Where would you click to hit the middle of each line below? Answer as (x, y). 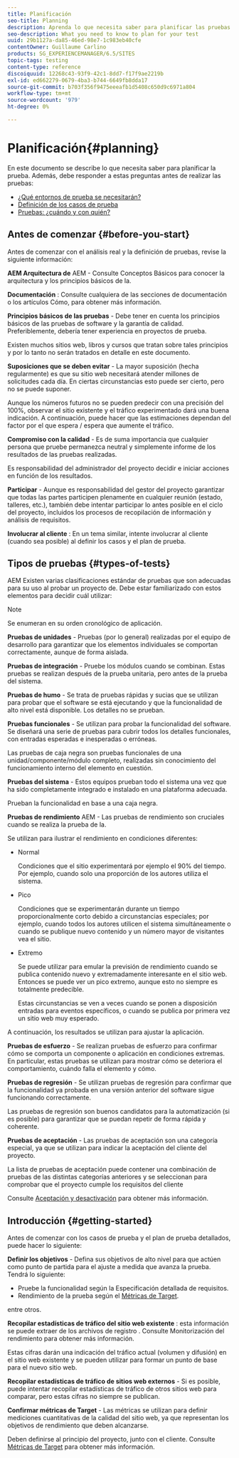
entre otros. (24, 1310)
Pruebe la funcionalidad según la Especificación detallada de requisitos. (123, 1288)
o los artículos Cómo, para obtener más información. (85, 302)
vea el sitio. (34, 939)
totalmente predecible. (51, 989)
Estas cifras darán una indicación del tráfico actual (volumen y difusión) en (117, 1353)
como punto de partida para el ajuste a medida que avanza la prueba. (109, 1267)
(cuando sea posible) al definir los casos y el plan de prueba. (97, 541)
